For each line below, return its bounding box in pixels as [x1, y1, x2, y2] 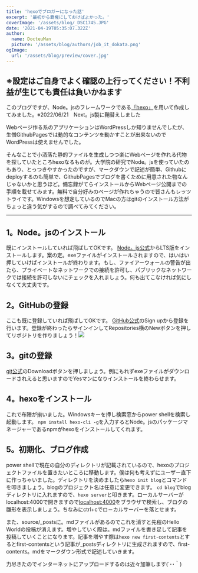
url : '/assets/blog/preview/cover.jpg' [11, 53, 110, 59]
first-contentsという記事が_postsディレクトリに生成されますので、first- [16, 540, 190, 548]
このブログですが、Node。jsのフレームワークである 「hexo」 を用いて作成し [6, 104, 190, 111]
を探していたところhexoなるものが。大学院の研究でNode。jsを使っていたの [6, 158, 190, 166]
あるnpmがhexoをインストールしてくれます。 [36, 425, 146, 432]
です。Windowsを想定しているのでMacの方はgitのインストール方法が [21, 196, 189, 203]
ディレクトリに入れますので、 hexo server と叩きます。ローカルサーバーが [6, 491, 184, 498]
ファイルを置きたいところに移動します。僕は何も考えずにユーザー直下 [21, 468, 192, 476]
